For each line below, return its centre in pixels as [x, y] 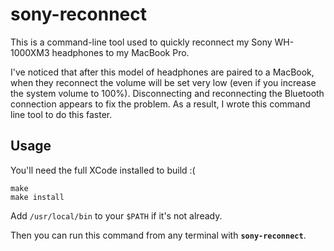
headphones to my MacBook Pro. [120, 52]
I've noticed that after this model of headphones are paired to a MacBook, [162, 72]
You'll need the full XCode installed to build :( [103, 170]
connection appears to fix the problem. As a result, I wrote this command [160, 104]
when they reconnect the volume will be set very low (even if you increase [163, 82]
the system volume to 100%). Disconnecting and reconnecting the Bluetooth [167, 93]
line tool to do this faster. [61, 114]
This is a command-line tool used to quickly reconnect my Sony [141, 42]
